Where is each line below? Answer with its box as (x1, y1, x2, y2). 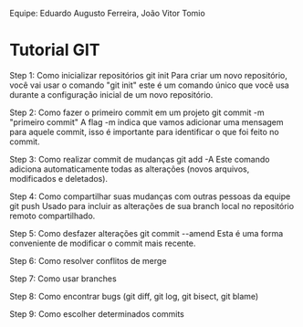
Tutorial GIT (9, 40, 100, 60)
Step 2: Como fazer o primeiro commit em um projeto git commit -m (9, 107, 265, 118)
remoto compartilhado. (9, 210, 96, 221)
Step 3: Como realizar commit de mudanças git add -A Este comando (9, 153, 270, 164)
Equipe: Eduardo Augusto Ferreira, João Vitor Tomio (9, 8, 205, 18)
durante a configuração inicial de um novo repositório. (9, 89, 214, 100)
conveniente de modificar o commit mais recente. (9, 237, 196, 248)
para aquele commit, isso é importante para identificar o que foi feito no (9, 126, 280, 137)
